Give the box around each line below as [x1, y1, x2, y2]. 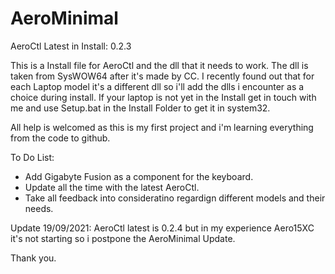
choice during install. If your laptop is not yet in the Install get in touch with [10, 91, 317, 103]
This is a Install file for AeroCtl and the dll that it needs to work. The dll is [10, 59, 309, 71]
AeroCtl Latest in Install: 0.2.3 [10, 40, 132, 52]
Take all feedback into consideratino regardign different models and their [24, 192, 326, 204]
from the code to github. [10, 132, 111, 144]
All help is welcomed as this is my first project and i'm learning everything [10, 121, 314, 133]
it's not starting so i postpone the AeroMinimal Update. [10, 232, 236, 244]
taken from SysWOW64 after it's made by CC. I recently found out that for [10, 70, 315, 82]
